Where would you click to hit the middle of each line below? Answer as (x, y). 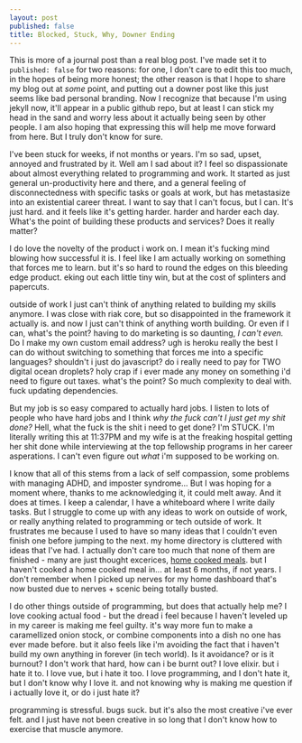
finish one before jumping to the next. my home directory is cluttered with (146, 541)
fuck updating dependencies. (64, 391)
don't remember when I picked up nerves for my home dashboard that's (143, 580)
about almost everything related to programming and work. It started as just (150, 173)
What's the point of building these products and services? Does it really (142, 221)
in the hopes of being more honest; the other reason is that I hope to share (148, 79)
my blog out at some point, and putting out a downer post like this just (139, 89)
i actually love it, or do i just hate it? (74, 692)
